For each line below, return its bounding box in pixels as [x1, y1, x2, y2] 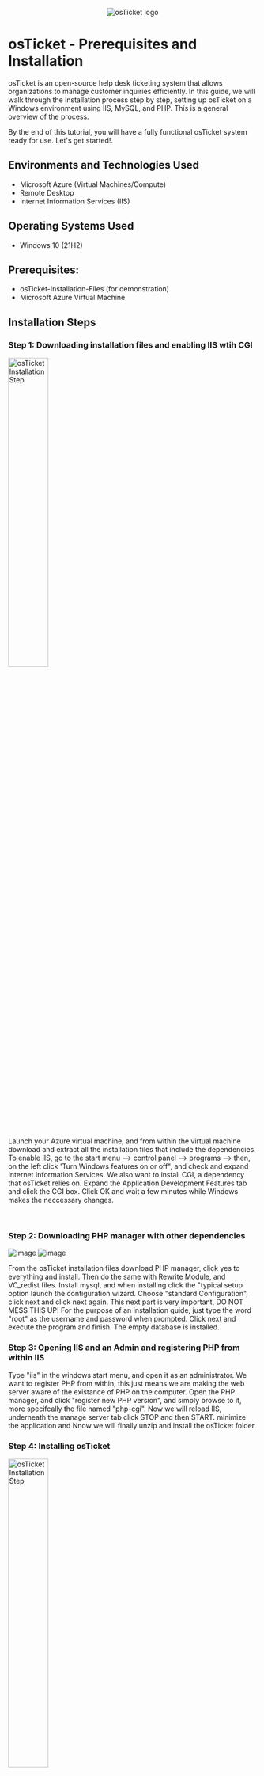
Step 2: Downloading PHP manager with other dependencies [8, 1230, 246, 1241]
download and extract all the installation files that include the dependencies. [8, 1145, 257, 1154]
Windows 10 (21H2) [19, 240, 83, 249]
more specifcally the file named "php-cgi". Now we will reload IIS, [8, 1404, 222, 1413]
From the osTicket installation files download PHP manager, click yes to [8, 1264, 240, 1273]
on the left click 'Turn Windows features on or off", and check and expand [8, 1162, 249, 1171]
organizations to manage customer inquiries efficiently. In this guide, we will [8, 86, 255, 96]
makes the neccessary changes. [8, 1196, 115, 1205]
